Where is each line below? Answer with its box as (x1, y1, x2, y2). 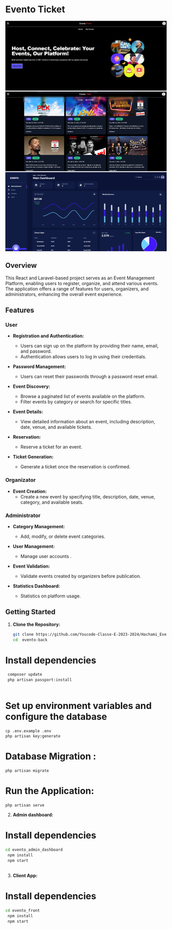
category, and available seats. (20, 499, 83, 505)
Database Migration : (5, 751, 96, 762)
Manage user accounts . (20, 553, 72, 559)
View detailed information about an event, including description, (20, 419, 156, 425)
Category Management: (12, 523, 65, 529)
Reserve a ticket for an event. (20, 444, 83, 450)
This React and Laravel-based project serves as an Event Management (5, 275, 155, 281)
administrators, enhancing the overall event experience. (5, 291, 123, 297)
